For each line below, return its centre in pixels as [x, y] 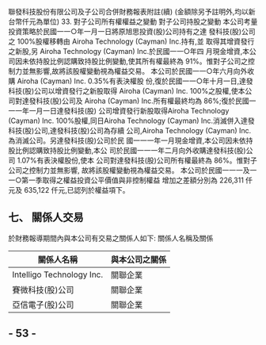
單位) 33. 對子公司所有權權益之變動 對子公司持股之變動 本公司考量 [150, 21]
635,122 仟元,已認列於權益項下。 [76, 190]
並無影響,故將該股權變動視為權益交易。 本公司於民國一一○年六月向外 [135, 71]
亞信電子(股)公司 [43, 305]
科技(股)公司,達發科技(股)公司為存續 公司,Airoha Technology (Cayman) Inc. [130, 130]
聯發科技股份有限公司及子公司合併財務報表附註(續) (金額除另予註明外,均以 [129, 11]
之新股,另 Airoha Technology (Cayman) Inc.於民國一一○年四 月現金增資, [125, 51]
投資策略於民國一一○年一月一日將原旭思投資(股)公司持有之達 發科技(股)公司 [132, 31]
